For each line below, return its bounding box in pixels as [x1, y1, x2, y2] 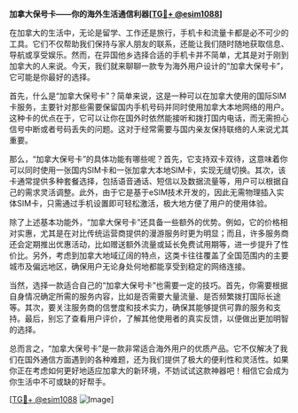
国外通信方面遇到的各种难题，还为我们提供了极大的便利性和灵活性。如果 [24, 355, 289, 364]
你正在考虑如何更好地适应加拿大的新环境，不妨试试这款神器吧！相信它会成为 [9, 365, 289, 376]
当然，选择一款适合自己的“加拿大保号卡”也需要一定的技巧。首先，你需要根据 [9, 280, 288, 291]
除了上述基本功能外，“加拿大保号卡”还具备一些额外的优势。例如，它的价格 [9, 217, 281, 227]
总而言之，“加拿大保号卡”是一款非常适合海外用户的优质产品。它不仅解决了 [9, 343, 281, 354]
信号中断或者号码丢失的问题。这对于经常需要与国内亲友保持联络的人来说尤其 [9, 124, 289, 134]
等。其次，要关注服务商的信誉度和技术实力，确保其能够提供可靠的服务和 [9, 302, 273, 313]
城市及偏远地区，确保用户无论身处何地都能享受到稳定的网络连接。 [9, 261, 250, 271]
